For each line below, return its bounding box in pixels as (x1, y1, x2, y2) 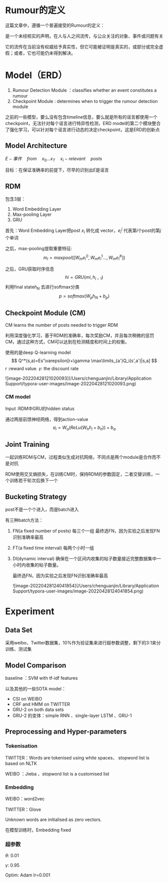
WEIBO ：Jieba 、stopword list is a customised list (5, 771, 109, 777)
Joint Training (5, 440, 50, 449)
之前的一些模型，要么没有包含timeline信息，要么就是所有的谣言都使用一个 (5, 114, 158, 120)
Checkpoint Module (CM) (5, 309, 86, 317)
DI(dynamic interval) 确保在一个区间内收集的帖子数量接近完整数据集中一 (12, 556, 161, 562)
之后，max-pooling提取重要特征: (5, 245, 72, 251)
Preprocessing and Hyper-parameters (5, 727, 127, 736)
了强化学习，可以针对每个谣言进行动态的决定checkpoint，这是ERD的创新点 (5, 127, 160, 133)
